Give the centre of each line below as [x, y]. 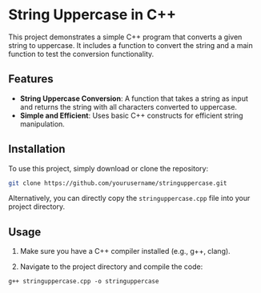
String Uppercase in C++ [92, 15]
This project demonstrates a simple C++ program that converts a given [125, 37]
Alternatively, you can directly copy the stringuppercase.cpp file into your [129, 199]
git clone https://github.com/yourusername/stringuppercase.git [118, 183]
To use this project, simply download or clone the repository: [108, 168]
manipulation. [42, 124]
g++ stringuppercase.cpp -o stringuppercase [84, 282]
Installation [37, 149]
